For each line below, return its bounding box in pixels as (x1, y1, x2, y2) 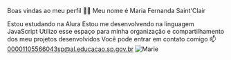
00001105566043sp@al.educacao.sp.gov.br (7, 45, 134, 53)
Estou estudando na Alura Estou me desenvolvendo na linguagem (7, 20, 195, 28)
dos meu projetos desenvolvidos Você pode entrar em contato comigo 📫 (7, 35, 216, 43)
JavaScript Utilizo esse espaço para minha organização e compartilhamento (7, 28, 225, 35)
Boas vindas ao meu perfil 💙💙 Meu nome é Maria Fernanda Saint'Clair (7, 7, 206, 14)
